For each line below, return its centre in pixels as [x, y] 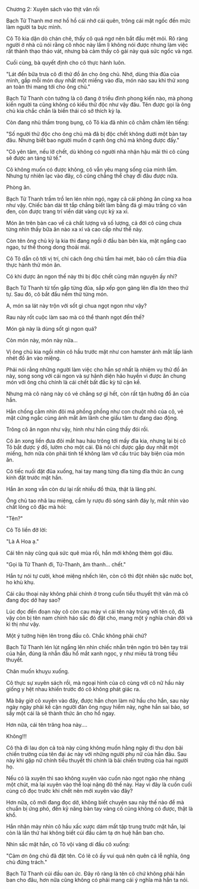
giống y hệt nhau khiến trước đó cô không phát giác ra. [73, 689]
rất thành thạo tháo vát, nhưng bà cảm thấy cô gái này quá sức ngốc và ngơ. [99, 51]
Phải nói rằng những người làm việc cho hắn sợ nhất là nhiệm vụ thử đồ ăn [97, 369]
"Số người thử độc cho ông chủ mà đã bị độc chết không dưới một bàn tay [97, 134]
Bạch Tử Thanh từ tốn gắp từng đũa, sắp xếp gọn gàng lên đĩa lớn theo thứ [97, 288]
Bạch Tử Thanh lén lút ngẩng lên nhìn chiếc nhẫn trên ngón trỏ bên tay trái [97, 647]
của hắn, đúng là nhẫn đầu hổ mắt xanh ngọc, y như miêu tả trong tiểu [92, 654]
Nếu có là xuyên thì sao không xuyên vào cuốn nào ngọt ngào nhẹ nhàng [96, 778]
